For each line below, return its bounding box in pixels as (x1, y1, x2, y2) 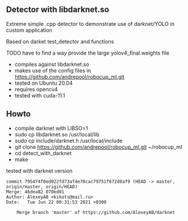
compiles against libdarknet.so (14, 61, 90, 68)
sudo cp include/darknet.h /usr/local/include (14, 137, 123, 144)
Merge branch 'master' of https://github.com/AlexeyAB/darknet (17, 209, 176, 215)
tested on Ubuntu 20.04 (14, 79, 73, 86)
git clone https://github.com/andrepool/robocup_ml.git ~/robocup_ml (14, 143, 183, 150)
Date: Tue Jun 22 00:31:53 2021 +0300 (6, 199, 107, 205)
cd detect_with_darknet (14, 149, 72, 156)
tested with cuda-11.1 (14, 92, 65, 99)
